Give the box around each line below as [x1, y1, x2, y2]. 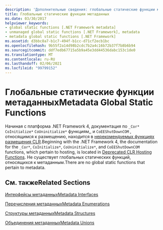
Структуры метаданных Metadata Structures [5, 210, 96, 216]
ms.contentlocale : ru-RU [5, 57, 55, 62]
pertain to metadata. [5, 164, 46, 170]
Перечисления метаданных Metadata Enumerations [5, 201, 110, 207]
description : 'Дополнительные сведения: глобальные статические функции [5, 7, 155, 12]
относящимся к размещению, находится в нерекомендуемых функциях [5, 133, 155, 139]
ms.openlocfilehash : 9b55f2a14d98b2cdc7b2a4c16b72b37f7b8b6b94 [5, 43, 136, 48]
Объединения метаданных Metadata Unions [5, 219, 95, 226]
